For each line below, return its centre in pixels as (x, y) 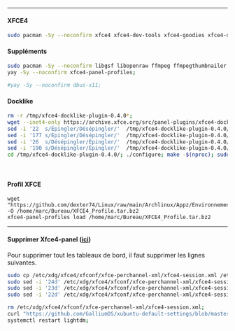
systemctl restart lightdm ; (48, 320)
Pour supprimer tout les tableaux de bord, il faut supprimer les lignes (106, 255)
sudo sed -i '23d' (34, 288)
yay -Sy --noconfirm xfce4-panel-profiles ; (72, 73)
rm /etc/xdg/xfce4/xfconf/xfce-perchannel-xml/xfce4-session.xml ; (106, 308)
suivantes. (22, 262)
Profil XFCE (24, 184)
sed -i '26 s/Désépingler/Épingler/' (64, 142)
